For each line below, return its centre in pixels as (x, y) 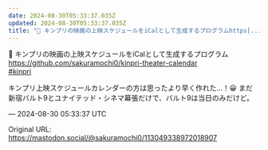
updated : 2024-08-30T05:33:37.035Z (67, 23)
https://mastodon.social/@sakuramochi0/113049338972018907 (113, 138)
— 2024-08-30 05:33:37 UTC (57, 114)
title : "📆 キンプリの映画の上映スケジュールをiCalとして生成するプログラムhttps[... (135, 30)
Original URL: (30, 129)
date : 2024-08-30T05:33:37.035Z (62, 16)
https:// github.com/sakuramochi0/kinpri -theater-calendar (103, 63)
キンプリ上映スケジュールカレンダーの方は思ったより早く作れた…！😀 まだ (131, 88)
